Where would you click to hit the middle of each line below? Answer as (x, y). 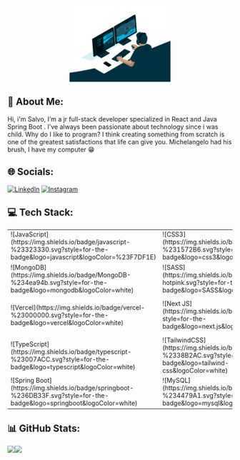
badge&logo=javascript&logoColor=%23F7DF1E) (83, 257)
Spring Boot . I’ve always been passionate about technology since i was (113, 126)
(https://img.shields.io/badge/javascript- (70, 242)
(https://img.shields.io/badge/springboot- (72, 388)
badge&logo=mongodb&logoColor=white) (72, 290)
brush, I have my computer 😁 (51, 149)
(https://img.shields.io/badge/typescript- (71, 351)
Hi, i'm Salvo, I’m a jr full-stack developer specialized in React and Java (112, 119)
